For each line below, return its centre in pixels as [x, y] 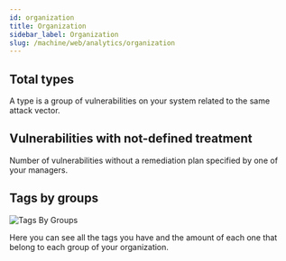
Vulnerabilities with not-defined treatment [131, 139]
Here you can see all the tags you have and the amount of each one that [143, 237]
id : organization [42, 18]
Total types [42, 79]
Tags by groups [54, 198]
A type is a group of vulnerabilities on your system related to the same [140, 101]
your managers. [39, 170]
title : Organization [48, 26]
